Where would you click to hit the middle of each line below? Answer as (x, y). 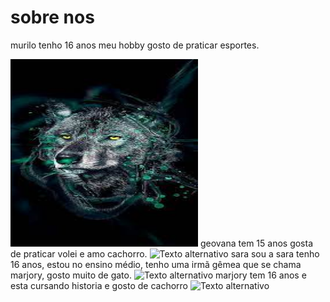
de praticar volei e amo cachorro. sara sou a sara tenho (165, 253)
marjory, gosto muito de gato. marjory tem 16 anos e (158, 275)
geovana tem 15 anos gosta (256, 243)
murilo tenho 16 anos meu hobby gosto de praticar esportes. (135, 45)
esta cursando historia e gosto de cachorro (99, 285)
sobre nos (52, 17)
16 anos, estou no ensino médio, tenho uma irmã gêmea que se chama (156, 264)
